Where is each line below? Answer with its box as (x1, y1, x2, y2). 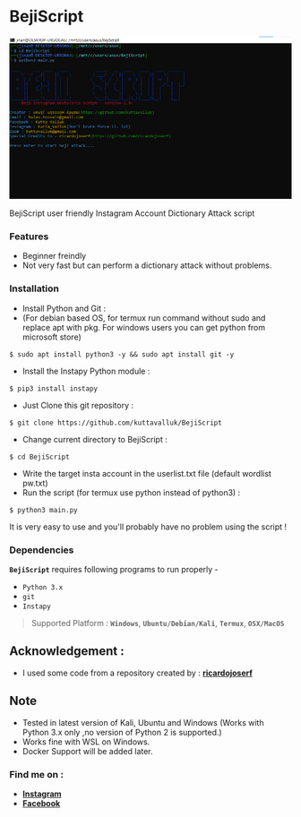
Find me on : (9, 768, 64, 780)
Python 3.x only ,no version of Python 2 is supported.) (21, 727, 222, 737)
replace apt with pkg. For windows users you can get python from (21, 322, 266, 332)
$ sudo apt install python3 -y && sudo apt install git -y (9, 349, 235, 359)
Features (9, 230, 49, 243)
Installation (9, 282, 60, 295)
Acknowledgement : (9, 643, 125, 659)
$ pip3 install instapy (9, 383, 99, 393)
